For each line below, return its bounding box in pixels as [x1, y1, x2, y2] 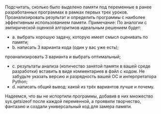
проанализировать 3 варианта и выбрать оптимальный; [5, 54, 121, 60]
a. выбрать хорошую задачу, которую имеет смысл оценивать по [12, 34, 148, 40]
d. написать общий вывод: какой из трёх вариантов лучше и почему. [12, 84, 155, 89]
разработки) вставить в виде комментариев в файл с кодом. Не [12, 68, 145, 74]
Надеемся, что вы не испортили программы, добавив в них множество [5, 93, 153, 99]
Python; [12, 79, 28, 84]
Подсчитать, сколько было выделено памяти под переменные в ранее [5, 4, 152, 10]
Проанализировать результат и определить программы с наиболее [5, 15, 146, 20]
